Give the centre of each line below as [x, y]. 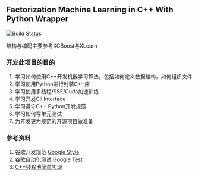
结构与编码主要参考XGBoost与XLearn [52, 45]
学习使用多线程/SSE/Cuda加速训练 [57, 92]
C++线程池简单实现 [38, 167]
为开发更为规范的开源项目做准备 [54, 121]
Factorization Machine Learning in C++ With [90, 10]
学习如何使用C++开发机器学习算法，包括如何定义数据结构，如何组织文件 [103, 77]
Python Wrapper [37, 19]
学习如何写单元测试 [38, 114]
